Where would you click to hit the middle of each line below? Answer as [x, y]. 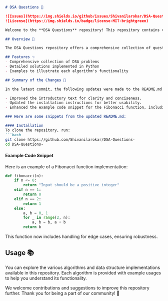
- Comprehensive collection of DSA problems [52, 62]
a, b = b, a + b [49, 222]
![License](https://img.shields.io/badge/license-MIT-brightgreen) [77, 21]
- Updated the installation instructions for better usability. [73, 103]
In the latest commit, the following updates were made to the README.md [84, 89]
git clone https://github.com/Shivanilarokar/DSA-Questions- [70, 139]
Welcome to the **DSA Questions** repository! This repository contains [82, 30]
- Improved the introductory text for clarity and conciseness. [73, 98]
